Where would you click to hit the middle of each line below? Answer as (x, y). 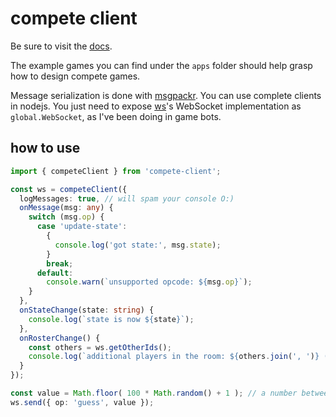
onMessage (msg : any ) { (66, 208)
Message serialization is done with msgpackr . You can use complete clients (166, 95)
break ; (60, 263)
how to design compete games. (75, 76)
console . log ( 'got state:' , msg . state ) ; (138, 245)
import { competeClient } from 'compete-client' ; (116, 171)
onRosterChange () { (60, 338)
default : (55, 273)
